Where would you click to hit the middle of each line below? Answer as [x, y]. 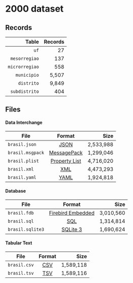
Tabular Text [19, 243]
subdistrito [25, 92]
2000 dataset [35, 9]
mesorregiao [25, 59]
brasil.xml [21, 169]
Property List [66, 161]
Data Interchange [24, 122]
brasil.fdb [21, 213]
